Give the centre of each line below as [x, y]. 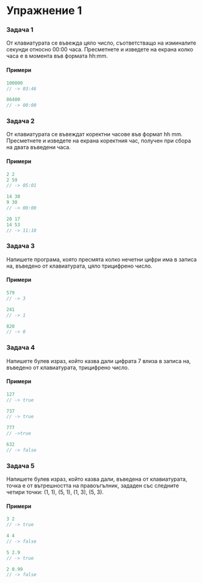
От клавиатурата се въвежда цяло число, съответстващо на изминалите [101, 43]
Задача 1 [20, 30]
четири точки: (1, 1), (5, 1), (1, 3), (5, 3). [55, 492]
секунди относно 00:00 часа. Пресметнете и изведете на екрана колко [100, 50]
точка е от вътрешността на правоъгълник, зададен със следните [93, 486]
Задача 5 [20, 466]
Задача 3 [21, 246]
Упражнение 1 [44, 11]
